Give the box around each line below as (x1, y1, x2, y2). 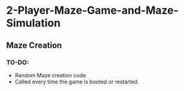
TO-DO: (6, 58, 29, 66)
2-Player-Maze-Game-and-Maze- (6, 4, 179, 17)
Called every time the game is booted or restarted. (14, 78, 139, 85)
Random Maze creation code (14, 71, 87, 78)
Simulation (6, 16, 61, 30)
